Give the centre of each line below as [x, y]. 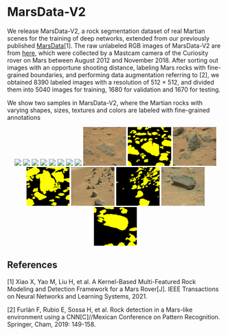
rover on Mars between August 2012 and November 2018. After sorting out [113, 60]
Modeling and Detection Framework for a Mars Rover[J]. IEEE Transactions [113, 289]
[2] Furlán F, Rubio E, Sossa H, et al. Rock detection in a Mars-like [100, 310]
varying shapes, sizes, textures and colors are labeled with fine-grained [109, 110]
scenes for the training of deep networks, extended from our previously [109, 38]
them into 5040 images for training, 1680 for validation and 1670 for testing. [114, 89]
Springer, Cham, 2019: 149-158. [52, 324]
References [32, 265]
